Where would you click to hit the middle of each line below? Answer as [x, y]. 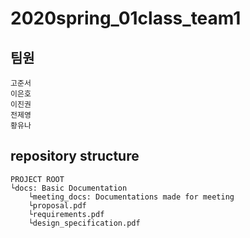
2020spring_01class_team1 [126, 18]
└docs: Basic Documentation [69, 188]
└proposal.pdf [57, 205]
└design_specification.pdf [84, 223]
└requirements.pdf [66, 214]
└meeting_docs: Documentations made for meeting [131, 197]
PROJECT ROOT [37, 179]
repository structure [75, 156]
